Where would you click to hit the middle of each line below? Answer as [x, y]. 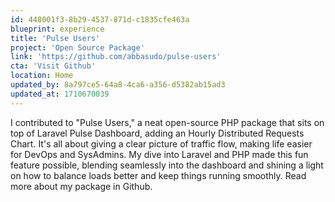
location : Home [42, 76]
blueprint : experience [57, 29]
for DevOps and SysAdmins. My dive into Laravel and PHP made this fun [159, 154]
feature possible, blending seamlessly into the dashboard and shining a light [167, 165]
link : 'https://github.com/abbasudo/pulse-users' [116, 57]
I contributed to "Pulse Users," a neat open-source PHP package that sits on [167, 122]
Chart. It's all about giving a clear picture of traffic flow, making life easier [161, 143]
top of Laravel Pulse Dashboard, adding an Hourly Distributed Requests [157, 133]
